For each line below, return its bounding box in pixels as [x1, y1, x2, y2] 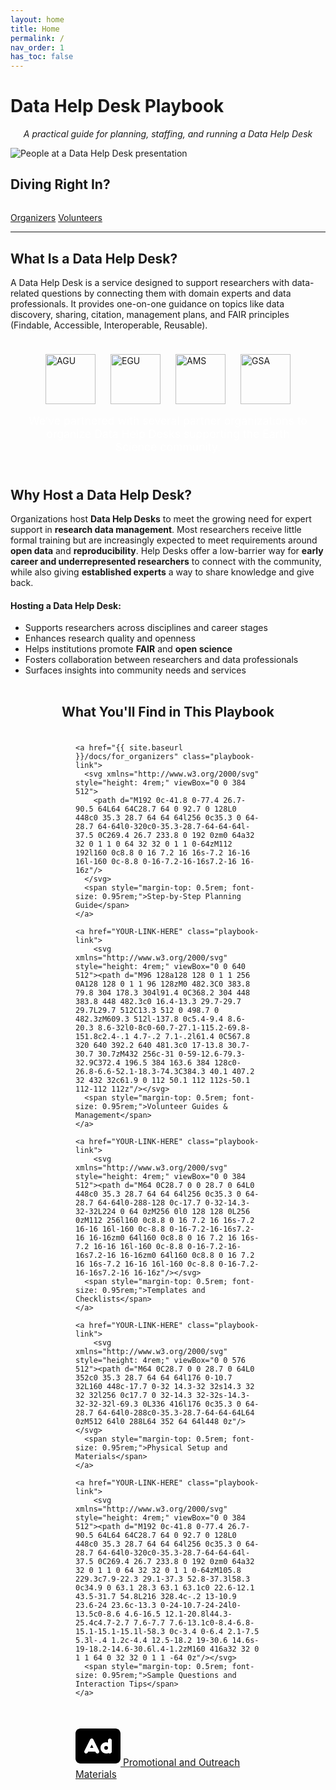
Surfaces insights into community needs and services [24, 664, 247, 676]
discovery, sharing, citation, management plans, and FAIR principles [10, 309, 290, 321]
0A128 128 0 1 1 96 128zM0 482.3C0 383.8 [75, 979, 251, 990]
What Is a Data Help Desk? [10, 250, 178, 267]
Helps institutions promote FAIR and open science [24, 643, 233, 655]
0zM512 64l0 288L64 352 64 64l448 [75, 1417, 220, 1427]
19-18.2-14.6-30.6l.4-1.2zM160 [75, 1644, 206, 1655]
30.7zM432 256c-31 [97, 1049, 175, 1060]
